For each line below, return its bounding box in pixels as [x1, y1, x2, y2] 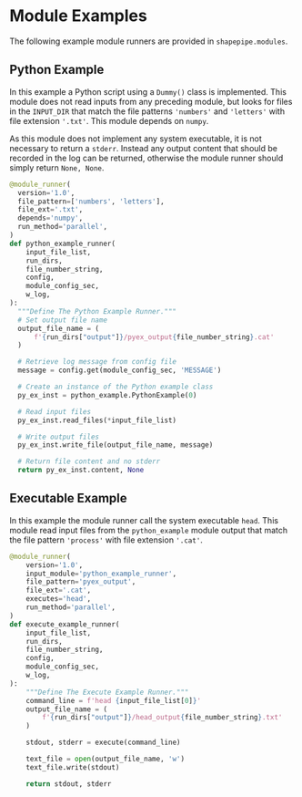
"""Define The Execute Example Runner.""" [25, 688, 189, 697]
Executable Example [9, 491, 127, 506]
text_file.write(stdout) [25, 762, 120, 771]
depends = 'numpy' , [17, 213, 84, 223]
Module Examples [9, 5, 147, 26]
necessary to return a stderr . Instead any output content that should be [9, 142, 277, 153]
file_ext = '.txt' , [17, 205, 84, 214]
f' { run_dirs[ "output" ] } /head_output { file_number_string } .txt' [42, 713, 283, 722]
